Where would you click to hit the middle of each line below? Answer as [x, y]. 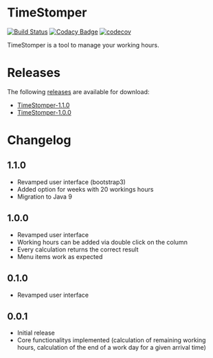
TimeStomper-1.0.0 [44, 112]
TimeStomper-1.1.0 [43, 105]
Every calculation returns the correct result [78, 249]
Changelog [39, 141]
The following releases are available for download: [78, 91]
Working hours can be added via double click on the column [102, 242]
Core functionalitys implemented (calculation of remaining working [111, 340]
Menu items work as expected [60, 256]
